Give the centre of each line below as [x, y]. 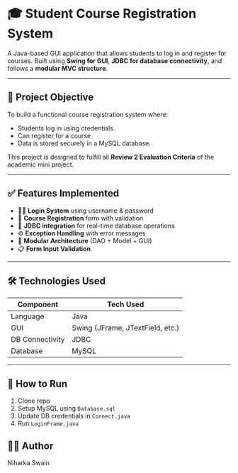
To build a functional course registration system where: [88, 114]
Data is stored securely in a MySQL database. [84, 143]
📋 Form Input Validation [54, 248]
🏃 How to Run [38, 384]
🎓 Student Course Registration [102, 14]
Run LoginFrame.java [48, 423]
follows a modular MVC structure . [58, 68]
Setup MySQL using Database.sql [67, 408]
